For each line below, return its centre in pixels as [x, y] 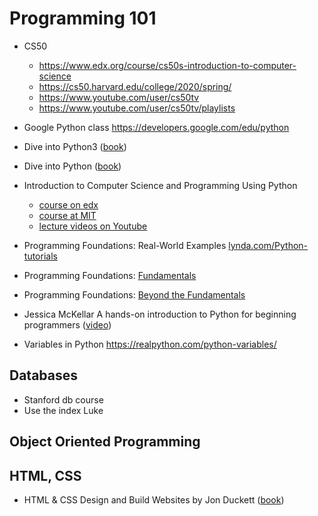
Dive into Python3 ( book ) [75, 146]
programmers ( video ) [67, 324]
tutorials [40, 256]
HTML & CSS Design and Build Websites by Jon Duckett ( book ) [154, 499]
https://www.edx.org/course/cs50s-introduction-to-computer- [167, 65]
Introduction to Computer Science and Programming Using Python [160, 185]
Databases [44, 375]
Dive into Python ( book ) [72, 166]
